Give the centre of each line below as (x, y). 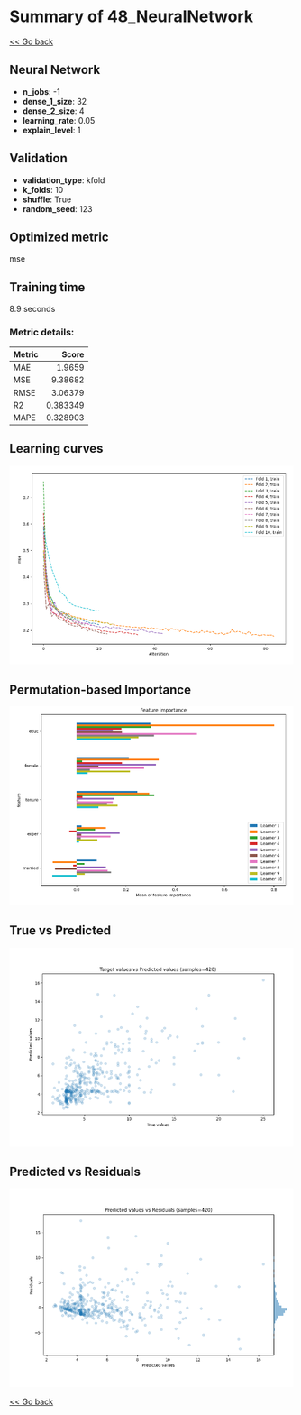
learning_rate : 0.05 (59, 120)
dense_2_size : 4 (53, 111)
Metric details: (42, 333)
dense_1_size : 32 (55, 101)
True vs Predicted (60, 931)
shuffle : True (47, 199)
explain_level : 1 (51, 130)
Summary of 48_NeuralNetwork (132, 17)
